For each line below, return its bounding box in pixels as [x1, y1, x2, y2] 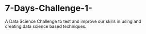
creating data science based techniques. [5, 23, 86, 29]
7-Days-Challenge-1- [5, 3, 93, 14]
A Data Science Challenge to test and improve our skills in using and [5, 18, 142, 24]
